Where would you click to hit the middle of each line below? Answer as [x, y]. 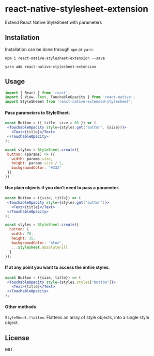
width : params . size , [32, 159]
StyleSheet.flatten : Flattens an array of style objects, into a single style [77, 317]
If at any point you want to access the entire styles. [57, 267]
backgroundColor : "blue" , [38, 243]
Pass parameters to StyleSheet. [38, 113]
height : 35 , [23, 239]
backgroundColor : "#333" [37, 168]
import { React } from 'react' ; [38, 93]
